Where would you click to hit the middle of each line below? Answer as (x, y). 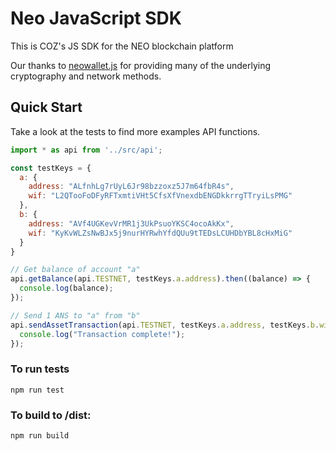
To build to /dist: (51, 415)
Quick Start (46, 107)
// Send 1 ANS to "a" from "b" (75, 315)
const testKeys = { (51, 168)
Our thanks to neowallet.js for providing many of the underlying (141, 65)
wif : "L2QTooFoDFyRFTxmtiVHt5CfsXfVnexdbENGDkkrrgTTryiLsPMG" (160, 196)
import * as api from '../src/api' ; (86, 150)
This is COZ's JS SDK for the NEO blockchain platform (122, 46)
